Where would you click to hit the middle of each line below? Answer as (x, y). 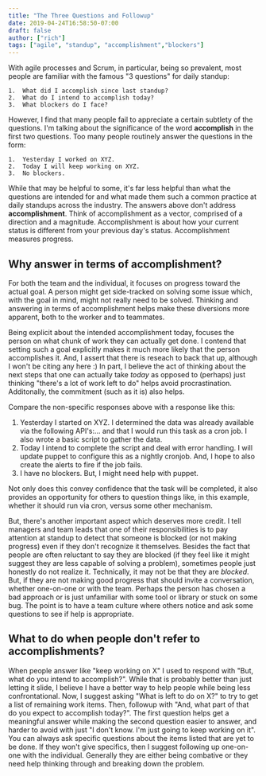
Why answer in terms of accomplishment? (115, 264)
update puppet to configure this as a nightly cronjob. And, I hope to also (137, 456)
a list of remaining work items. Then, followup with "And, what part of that (129, 704)
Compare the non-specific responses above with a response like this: (122, 407)
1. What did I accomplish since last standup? (89, 91)
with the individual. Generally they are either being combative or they (135, 755)
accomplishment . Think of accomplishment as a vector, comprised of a (126, 214)
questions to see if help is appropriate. (71, 614)
